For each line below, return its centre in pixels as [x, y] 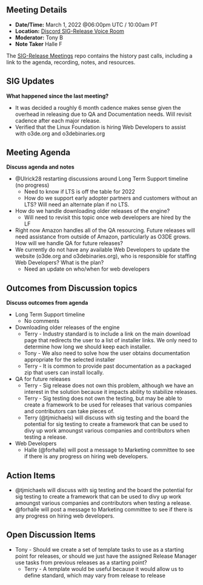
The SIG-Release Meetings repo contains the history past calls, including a [99, 56]
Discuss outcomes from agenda [47, 303]
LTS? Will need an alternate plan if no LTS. [77, 205]
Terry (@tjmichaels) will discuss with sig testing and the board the [106, 418]
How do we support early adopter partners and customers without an [111, 198]
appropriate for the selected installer [70, 360]
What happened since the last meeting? [58, 96]
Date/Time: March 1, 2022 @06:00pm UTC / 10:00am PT [86, 24]
